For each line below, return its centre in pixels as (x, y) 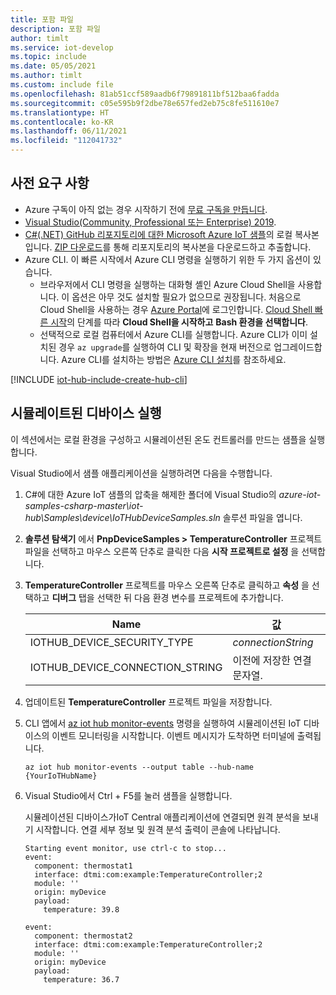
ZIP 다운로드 (78, 247)
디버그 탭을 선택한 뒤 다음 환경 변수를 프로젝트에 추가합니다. (167, 597)
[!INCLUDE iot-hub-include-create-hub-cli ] (99, 379)
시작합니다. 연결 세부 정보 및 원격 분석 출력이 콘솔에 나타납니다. (158, 829)
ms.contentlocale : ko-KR (62, 122)
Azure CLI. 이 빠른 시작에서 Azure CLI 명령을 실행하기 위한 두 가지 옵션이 (167, 259)
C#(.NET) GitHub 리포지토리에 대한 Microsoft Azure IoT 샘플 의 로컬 (158, 234)
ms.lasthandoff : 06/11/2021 (69, 131)
